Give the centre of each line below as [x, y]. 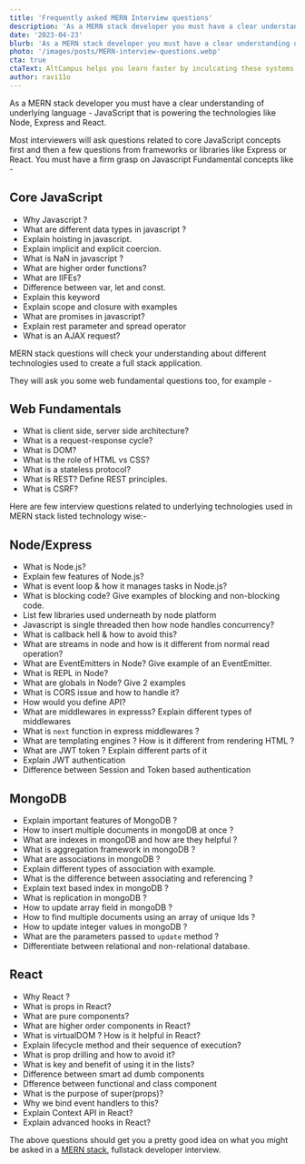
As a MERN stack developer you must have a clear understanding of [137, 103]
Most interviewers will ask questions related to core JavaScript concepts [145, 140]
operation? [43, 654]
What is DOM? [49, 450]
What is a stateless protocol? [77, 470]
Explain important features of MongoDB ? [100, 820]
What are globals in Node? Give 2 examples [104, 683]
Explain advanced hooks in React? [87, 1122]
